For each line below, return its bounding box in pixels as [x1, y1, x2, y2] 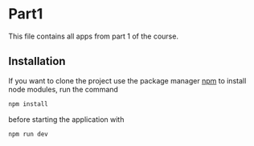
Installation [8, 55, 66, 68]
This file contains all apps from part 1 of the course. [8, 31, 179, 41]
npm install [8, 99, 48, 108]
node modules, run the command [8, 84, 119, 94]
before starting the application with [8, 114, 125, 124]
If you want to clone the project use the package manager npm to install [8, 75, 247, 85]
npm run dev [8, 130, 48, 138]
